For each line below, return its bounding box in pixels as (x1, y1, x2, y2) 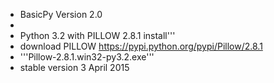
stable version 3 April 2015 (19, 62, 130, 73)
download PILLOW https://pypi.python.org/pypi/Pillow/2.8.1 (19, 40, 263, 52)
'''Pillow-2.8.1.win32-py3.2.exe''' (19, 51, 155, 63)
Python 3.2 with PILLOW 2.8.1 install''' (19, 30, 176, 41)
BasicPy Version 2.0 (19, 9, 103, 20)
